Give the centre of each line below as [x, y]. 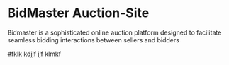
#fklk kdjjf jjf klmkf [34, 54]
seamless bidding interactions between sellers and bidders [93, 40]
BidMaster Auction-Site [78, 13]
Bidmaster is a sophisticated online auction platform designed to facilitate [114, 32]
